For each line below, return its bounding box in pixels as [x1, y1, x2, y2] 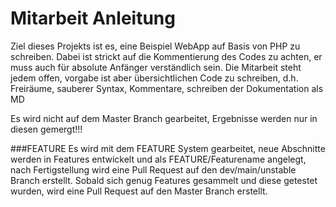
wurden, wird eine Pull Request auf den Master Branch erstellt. [10, 185, 268, 197]
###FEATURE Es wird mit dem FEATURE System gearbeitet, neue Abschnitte [10, 142, 326, 154]
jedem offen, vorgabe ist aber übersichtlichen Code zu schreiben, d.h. [10, 72, 299, 84]
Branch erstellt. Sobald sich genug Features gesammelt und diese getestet [10, 174, 318, 186]
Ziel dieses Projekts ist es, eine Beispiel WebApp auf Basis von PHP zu [10, 40, 301, 52]
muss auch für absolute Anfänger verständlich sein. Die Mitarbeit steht [10, 61, 302, 73]
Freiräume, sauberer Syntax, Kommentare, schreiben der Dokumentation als [10, 82, 324, 94]
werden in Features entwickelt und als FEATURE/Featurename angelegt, [10, 153, 307, 165]
